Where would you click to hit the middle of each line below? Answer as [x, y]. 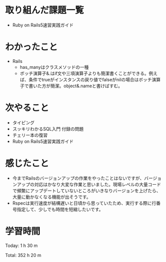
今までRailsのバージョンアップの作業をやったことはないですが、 [78, 178]
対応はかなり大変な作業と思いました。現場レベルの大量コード [97, 184]
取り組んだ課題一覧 [45, 10]
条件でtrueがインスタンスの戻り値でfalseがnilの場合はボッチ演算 [95, 79]
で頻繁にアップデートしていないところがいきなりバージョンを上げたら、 [86, 191]
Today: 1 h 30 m [21, 246]
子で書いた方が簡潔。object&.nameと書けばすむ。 [71, 86]
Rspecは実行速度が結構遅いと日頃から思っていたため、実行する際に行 [84, 203]
